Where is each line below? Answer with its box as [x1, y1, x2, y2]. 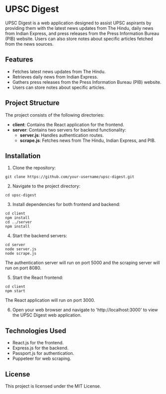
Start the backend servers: [12, 233, 67, 239]
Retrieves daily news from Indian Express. [12, 73, 98, 80]
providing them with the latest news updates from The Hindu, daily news [5, 25, 154, 31]
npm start [5, 289, 26, 294]
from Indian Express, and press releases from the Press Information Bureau [5, 30, 160, 36]
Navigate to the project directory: [12, 183, 81, 189]
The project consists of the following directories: [5, 112, 104, 118]
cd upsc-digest [5, 193, 37, 198]
